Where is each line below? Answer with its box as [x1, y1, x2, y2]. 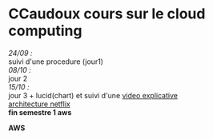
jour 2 [8, 73, 28, 83]
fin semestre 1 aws [8, 107, 72, 117]
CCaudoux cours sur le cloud [8, 5, 206, 23]
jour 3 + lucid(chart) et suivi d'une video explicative [8, 90, 179, 100]
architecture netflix [8, 99, 70, 109]
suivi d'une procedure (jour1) [8, 57, 104, 66]
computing [8, 22, 82, 40]
